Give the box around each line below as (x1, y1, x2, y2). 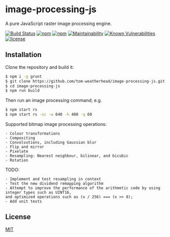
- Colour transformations (5, 131, 60, 136)
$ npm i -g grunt (5, 74, 42, 79)
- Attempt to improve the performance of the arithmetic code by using (5, 186, 160, 191)
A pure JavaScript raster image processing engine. (5, 20, 112, 27)
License (5, 213, 31, 221)
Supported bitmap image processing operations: (5, 121, 107, 127)
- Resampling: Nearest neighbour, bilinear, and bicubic (5, 153, 129, 159)
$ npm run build (5, 88, 40, 93)
